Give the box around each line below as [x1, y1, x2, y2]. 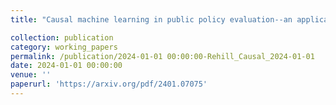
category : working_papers [10, 42, 118, 52]
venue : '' [10, 70, 52, 80]
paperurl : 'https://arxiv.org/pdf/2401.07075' [10, 79, 208, 90]
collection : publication [10, 32, 114, 43]
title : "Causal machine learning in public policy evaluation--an [10, 14, 293, 25]
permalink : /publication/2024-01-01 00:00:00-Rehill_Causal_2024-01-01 [10, 51, 315, 61]
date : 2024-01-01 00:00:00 [10, 61, 123, 71]
